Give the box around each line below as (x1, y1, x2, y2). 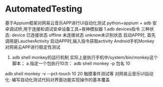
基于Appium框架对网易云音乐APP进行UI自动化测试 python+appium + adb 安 (5, 20, 157, 26)
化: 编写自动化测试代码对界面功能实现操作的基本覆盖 (5, 76, 110, 83)
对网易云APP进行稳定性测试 (5, 44, 61, 50)
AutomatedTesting (5, 3, 83, 14)
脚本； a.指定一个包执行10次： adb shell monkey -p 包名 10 (12, 60, 130, 66)
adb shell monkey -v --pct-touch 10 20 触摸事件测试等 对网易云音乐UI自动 (5, 71, 154, 76)
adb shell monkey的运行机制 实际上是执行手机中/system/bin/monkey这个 (12, 54, 158, 60)
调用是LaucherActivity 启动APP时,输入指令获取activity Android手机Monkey (5, 38, 155, 44)
